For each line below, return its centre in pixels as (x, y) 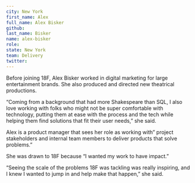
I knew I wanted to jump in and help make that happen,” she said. (85, 174)
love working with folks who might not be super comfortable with (85, 108)
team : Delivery (25, 55)
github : (16, 28)
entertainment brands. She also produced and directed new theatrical (90, 84)
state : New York (26, 50)
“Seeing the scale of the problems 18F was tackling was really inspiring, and (98, 167)
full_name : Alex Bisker (35, 22)
